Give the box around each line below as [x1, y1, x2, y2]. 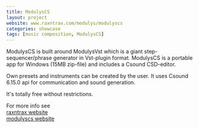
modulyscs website [6, 115, 54, 123]
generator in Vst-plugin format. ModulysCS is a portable [53, 54, 193, 62]
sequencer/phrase [6, 54, 53, 62]
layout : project [6, 14, 47, 21]
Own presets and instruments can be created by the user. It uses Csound [6, 72, 189, 80]
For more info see [6, 102, 50, 109]
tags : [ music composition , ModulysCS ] [6, 31, 104, 37]
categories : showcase [6, 25, 61, 32]
